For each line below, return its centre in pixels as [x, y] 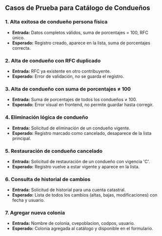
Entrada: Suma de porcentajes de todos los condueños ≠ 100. [75, 100]
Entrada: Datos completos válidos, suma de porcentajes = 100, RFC [80, 32]
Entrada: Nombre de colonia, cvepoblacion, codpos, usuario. [73, 223]
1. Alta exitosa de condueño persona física [56, 22]
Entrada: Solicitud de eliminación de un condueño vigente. [71, 128]
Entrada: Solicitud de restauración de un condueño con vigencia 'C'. [81, 161]
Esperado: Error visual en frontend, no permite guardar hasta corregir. [83, 105]
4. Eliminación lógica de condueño [47, 117]
